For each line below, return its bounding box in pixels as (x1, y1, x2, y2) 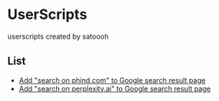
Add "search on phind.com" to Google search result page (18, 75, 206, 84)
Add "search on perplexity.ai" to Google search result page (18, 84, 211, 93)
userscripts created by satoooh (7, 32, 109, 41)
